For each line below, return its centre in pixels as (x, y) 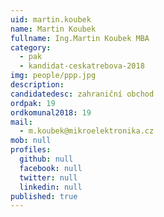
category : (31, 47)
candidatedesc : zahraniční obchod (82, 94)
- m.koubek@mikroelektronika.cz (87, 131)
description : (37, 85)
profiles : (31, 150)
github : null (46, 159)
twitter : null (48, 177)
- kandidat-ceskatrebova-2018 (82, 66)
